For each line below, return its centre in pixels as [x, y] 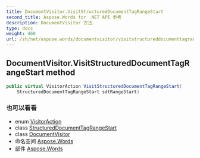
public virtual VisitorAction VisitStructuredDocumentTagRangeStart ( [94, 86]
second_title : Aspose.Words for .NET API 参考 [64, 17]
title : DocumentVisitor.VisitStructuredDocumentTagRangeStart [85, 12]
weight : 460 [21, 34]
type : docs [20, 28]
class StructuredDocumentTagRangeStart [66, 128]
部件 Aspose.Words [39, 148]
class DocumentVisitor [42, 134]
